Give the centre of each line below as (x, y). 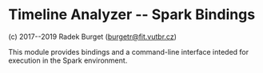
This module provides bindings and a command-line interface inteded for (129, 52)
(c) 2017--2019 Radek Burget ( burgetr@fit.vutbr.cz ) (93, 36)
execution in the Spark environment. (68, 60)
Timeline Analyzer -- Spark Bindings (132, 15)
